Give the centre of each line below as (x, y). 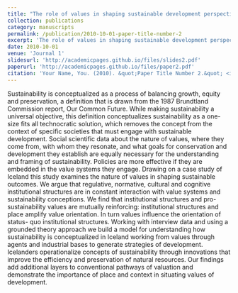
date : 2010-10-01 (33, 47)
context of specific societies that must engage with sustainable (100, 131)
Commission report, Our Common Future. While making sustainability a (111, 109)
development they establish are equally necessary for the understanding (113, 154)
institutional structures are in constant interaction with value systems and (114, 192)
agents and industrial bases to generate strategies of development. (105, 244)
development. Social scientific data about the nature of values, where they (116, 138)
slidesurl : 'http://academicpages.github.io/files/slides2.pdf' (104, 60)
